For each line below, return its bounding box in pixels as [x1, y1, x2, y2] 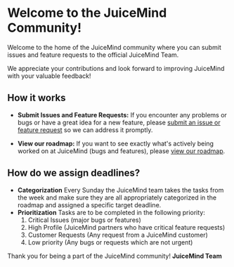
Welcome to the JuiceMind [7, 5, 167, 21]
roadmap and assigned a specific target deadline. [17, 200, 162, 209]
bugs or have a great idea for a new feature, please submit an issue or [17, 118, 221, 126]
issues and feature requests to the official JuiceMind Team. [7, 51, 179, 59]
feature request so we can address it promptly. [17, 125, 153, 134]
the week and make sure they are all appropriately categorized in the [17, 193, 216, 202]
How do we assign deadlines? [7, 167, 141, 179]
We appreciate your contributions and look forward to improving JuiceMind [7, 64, 225, 72]
